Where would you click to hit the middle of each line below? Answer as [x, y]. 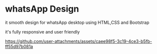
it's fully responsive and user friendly [42, 32]
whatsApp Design [42, 9]
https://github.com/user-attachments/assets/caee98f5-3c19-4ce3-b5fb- [79, 41]
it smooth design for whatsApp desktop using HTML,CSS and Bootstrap [77, 22]
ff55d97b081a [19, 46]
